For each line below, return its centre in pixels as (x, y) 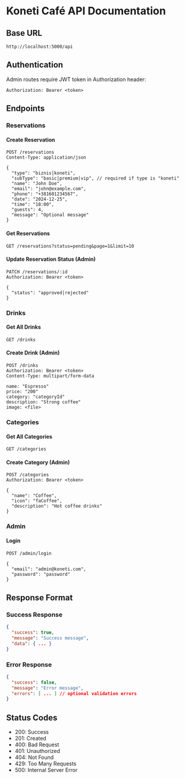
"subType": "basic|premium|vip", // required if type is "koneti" (95, 178)
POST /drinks (22, 366)
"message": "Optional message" (50, 215)
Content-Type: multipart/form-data (50, 376)
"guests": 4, (28, 210)
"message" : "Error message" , (48, 688)
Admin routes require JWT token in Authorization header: (76, 79)
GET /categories (26, 449)
